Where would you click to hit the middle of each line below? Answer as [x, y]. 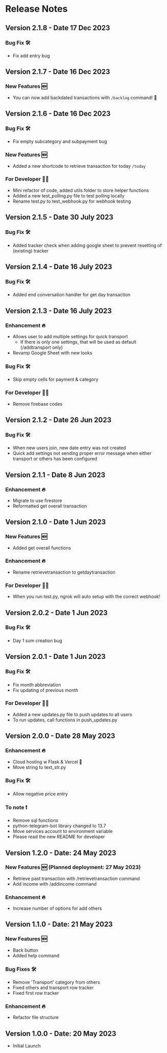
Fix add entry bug [31, 56]
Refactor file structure [36, 1017]
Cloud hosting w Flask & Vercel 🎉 [47, 762]
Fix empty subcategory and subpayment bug [60, 142]
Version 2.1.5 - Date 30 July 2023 [59, 217]
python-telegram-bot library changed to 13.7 [59, 826]
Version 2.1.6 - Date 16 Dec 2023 [58, 113]
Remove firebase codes [37, 404]
